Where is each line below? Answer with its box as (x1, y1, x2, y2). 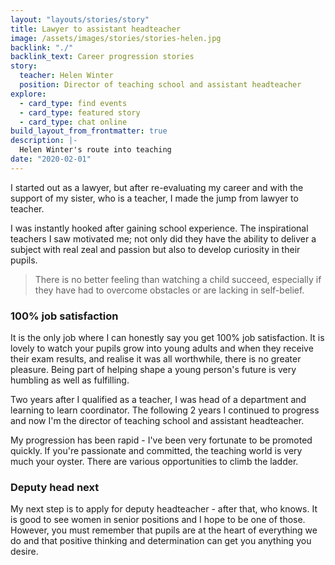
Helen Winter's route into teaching (19, 145, 172, 155)
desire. (10, 546, 39, 558)
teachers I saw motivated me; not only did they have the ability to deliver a (10, 232, 317, 245)
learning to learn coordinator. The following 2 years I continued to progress (10, 404, 320, 416)
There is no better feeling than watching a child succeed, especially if (34, 273, 322, 285)
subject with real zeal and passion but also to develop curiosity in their (10, 243, 301, 255)
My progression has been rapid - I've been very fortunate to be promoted (10, 434, 313, 446)
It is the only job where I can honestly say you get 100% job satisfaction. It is (10, 332, 325, 344)
